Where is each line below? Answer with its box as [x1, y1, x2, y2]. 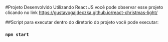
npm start [5, 31, 29, 37]
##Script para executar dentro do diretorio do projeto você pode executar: [5, 19, 159, 25]
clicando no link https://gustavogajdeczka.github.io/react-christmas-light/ [5, 9, 158, 15]
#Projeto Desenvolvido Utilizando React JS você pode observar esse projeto [5, 4, 163, 10]
